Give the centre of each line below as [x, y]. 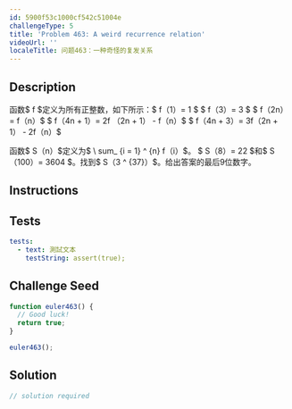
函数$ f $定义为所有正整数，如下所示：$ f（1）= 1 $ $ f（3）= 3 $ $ [134, 109]
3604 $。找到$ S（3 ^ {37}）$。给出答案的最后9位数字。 [150, 162]
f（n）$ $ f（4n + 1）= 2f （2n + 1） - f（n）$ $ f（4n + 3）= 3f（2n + [147, 121]
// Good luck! [43, 315]
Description [42, 87]
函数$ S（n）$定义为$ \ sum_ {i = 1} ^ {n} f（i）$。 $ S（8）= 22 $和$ [138, 150]
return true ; [42, 323]
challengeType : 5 [42, 26]
